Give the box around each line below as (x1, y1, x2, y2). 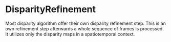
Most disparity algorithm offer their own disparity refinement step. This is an (5, 20, 166, 26)
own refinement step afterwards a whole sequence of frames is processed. (5, 25, 164, 31)
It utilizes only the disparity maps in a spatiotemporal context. (5, 31, 135, 37)
